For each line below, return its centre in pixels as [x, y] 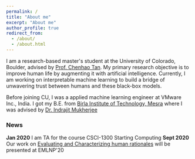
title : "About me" [28, 17]
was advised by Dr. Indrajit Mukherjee [52, 110]
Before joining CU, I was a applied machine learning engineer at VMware [94, 97]
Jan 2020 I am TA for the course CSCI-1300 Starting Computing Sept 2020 [97, 138]
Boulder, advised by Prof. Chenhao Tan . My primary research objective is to [97, 67]
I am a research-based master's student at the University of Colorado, [91, 61]
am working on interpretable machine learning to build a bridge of [86, 79]
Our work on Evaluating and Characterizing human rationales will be [88, 144]
